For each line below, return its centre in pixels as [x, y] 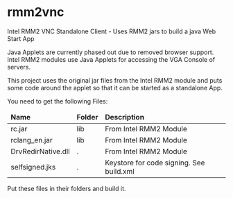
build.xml [120, 171]
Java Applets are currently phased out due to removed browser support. [111, 52]
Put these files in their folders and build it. [67, 188]
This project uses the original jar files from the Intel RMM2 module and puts [115, 80]
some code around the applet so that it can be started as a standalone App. [115, 88]
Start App [21, 38]
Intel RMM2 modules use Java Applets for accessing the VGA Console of [111, 59]
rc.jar [19, 129]
